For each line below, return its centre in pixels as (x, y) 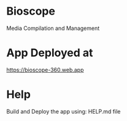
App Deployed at (50, 53)
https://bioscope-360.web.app (45, 70)
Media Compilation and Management (53, 28)
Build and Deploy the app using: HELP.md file (63, 111)
